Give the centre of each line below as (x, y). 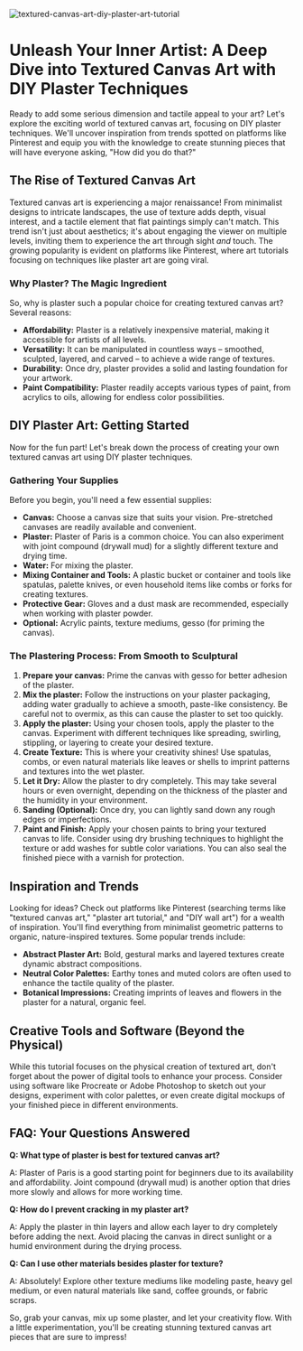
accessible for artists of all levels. (84, 340)
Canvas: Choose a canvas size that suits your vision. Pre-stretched (147, 517)
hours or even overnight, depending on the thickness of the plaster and (155, 791)
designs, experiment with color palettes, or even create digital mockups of (147, 1095)
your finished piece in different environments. (94, 1105)
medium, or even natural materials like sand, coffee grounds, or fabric (139, 1290)
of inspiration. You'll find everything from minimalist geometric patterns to (147, 927)
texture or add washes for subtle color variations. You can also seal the (154, 848)
